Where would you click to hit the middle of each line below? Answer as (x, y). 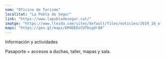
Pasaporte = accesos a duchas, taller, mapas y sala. (58, 52)
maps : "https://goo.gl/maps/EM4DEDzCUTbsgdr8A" (55, 28)
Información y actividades (32, 42)
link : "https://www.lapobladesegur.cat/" (48, 19)
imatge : (13, 23)
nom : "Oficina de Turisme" (33, 10)
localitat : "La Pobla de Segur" (38, 14)
